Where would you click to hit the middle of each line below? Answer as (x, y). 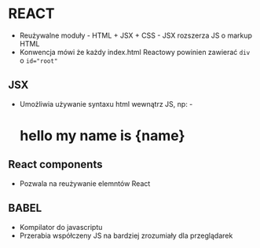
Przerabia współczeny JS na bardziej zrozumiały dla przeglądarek (126, 235)
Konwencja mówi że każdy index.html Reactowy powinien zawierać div (135, 52)
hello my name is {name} (103, 135)
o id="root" (38, 60)
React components (55, 164)
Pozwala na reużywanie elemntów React (85, 183)
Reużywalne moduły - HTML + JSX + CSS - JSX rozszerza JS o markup (136, 35)
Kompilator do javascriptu (61, 227)
